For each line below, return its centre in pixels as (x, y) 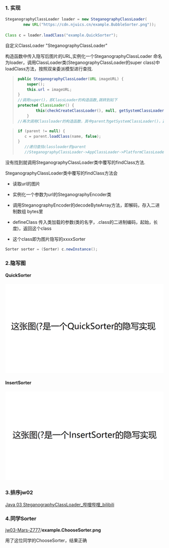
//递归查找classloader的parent (55, 147)
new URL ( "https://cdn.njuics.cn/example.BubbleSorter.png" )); (90, 25)
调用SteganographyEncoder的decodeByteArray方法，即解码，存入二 (84, 205)
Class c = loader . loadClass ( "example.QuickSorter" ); (62, 35)
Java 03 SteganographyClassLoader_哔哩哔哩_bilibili (60, 504)
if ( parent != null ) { (41, 131)
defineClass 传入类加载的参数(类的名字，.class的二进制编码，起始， (83, 222)
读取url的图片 (26, 184)
